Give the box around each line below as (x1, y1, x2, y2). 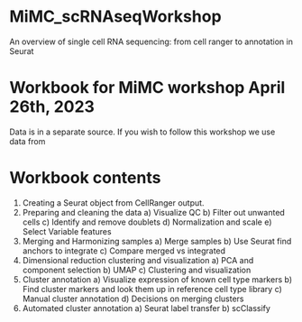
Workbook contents (9, 168, 161, 189)
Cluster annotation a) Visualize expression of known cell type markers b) (22, 273, 293, 285)
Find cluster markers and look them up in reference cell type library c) (22, 283, 282, 294)
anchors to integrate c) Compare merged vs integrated (22, 245, 226, 256)
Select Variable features (22, 225, 112, 236)
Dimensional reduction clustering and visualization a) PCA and (22, 254, 254, 265)
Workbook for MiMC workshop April (9, 78, 286, 98)
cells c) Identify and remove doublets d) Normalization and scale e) (22, 216, 272, 227)
